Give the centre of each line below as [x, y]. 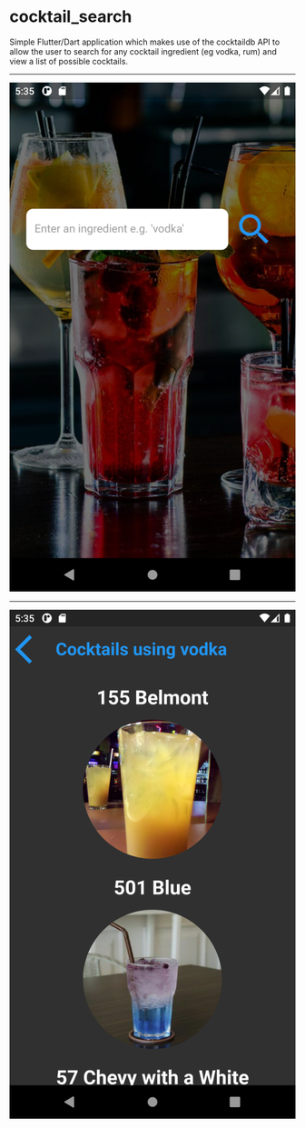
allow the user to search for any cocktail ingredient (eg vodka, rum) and [143, 51]
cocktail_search [71, 17]
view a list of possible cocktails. [69, 61]
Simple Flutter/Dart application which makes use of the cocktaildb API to [145, 42]
